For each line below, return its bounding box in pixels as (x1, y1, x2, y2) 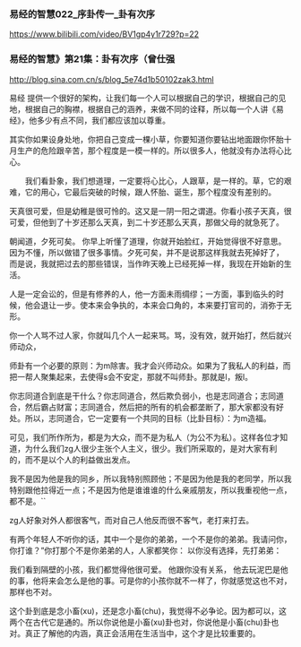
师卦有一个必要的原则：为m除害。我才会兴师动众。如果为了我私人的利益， (9, 360, 284, 371)
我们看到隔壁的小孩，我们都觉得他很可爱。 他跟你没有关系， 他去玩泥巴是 (9, 564, 280, 574)
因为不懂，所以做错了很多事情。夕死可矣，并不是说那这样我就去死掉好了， (9, 246, 284, 257)
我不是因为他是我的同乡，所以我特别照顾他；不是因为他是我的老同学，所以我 (9, 473, 292, 484)
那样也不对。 (9, 586, 56, 597)
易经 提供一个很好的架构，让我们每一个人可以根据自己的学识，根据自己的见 (9, 92, 287, 103)
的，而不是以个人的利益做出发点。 (9, 454, 135, 465)
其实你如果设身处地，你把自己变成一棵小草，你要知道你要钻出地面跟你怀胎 (9, 134, 284, 144)
